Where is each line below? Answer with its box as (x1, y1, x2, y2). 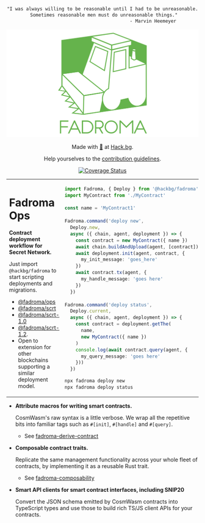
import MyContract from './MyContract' (64, 192, 166, 198)
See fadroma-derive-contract (24, 433, 99, 440)
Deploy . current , (70, 308, 112, 314)
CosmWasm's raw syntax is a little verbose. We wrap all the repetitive (15, 414, 190, 422)
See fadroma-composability (24, 474, 95, 482)
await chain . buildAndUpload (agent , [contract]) (75, 243, 199, 250)
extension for (18, 343, 52, 350)
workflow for (9, 242, 43, 249)
